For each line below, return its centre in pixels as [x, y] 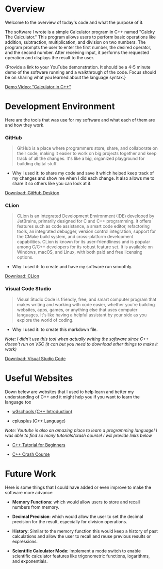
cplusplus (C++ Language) [39, 421]
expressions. [25, 541]
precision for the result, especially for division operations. [70, 521]
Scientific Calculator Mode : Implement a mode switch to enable [76, 551]
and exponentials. [30, 561]
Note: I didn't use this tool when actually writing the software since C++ [77, 339]
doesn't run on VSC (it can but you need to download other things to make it [81, 344]
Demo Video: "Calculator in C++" [38, 86]
